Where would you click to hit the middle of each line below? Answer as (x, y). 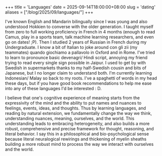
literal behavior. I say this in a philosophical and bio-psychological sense (77, 134)
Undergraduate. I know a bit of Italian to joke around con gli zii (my (71, 47)
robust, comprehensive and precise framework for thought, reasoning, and (79, 129)
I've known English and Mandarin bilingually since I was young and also (76, 22)
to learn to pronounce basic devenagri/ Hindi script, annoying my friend (76, 57)
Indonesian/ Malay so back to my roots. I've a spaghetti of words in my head (81, 78)
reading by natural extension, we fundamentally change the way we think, (79, 113)
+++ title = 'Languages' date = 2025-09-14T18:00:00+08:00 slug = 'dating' (80, 7)
